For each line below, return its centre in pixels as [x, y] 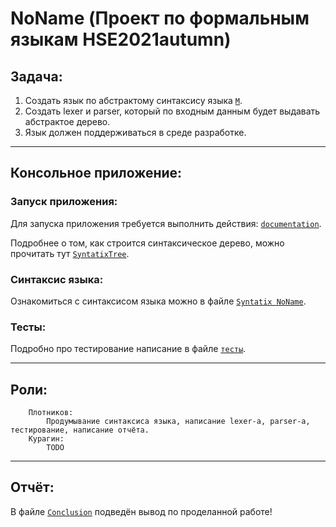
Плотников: [51, 413]
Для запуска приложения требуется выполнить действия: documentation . [166, 223]
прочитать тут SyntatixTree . [70, 253]
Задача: [36, 76]
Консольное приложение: [96, 173]
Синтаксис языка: [57, 279]
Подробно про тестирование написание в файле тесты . [128, 349]
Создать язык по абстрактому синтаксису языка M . [133, 100]
